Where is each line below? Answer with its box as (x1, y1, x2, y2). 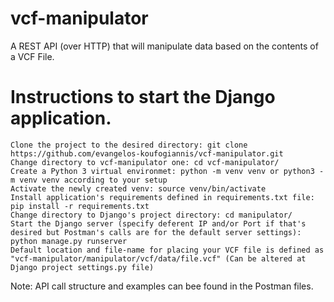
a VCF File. (10, 50, 55, 62)
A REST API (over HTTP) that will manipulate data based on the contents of (10, 40, 319, 52)
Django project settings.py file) (10, 262, 155, 272)
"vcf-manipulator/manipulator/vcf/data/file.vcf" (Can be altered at (10, 253, 307, 264)
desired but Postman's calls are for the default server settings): (10, 227, 302, 237)
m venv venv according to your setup (10, 175, 168, 185)
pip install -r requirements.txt (10, 201, 150, 211)
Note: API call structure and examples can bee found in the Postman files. (10, 280, 314, 292)
